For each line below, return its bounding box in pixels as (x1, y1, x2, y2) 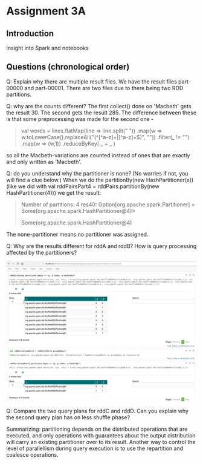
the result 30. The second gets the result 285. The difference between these (6, 109, 197, 116)
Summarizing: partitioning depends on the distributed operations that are (6, 425, 188, 433)
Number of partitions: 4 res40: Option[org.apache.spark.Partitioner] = (21, 201, 195, 208)
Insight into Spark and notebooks (6, 44, 89, 51)
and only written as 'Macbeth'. (6, 158, 82, 165)
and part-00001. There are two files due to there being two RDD (24, 84, 184, 91)
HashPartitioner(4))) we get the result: (6, 189, 101, 196)
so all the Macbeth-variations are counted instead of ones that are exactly (6, 151, 190, 158)
